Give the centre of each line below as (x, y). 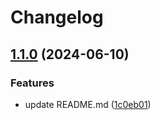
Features (32, 83)
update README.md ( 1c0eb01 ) (88, 104)
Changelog (57, 17)
